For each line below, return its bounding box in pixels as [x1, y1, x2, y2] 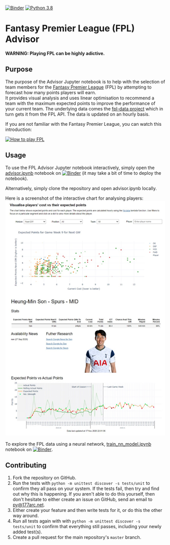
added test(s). [12, 529, 42, 535]
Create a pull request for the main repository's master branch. [12, 534, 142, 540]
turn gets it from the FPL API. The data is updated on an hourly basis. [5, 111, 150, 117]
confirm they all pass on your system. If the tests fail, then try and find [12, 485, 160, 492]
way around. [12, 512, 39, 519]
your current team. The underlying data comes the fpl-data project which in [5, 105, 163, 112]
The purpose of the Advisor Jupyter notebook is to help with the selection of [5, 78, 165, 85]
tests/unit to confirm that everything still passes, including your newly [12, 523, 161, 529]
